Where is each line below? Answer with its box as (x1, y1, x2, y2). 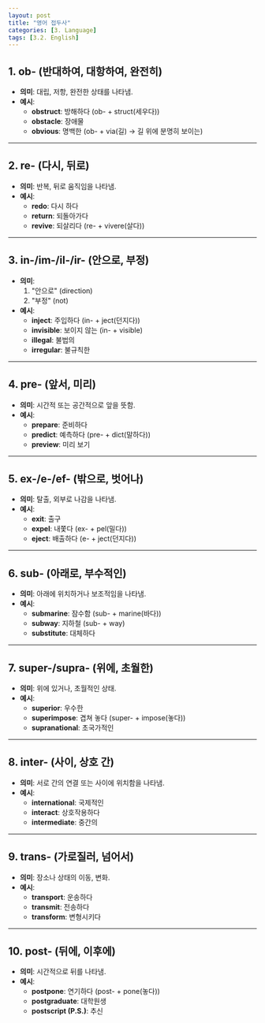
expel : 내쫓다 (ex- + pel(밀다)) (31, 524, 128, 534)
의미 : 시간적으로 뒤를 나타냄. (19, 967, 106, 976)
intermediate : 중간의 (31, 817, 99, 827)
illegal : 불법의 (31, 335, 75, 344)
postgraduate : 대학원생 (31, 996, 106, 1006)
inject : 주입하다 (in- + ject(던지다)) (31, 315, 140, 325)
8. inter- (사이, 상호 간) (8, 756, 114, 769)
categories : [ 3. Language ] (8, 26, 97, 34)
